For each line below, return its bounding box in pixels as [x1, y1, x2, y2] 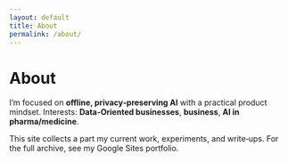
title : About [9, 21, 58, 30]
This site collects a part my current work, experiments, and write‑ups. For [9, 134, 279, 144]
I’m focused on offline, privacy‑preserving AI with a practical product [9, 97, 267, 108]
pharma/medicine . [9, 117, 79, 127]
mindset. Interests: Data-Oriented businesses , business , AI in [9, 107, 240, 117]
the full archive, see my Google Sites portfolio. [9, 143, 179, 154]
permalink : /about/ [9, 29, 82, 38]
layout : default [9, 12, 70, 22]
